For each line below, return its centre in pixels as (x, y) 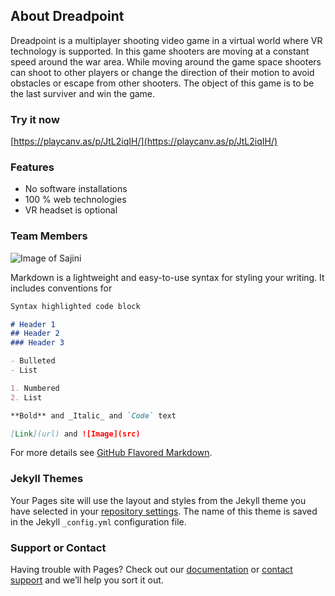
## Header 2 (35, 334)
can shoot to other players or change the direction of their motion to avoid (162, 72)
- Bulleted (33, 361)
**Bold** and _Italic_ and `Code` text (93, 415)
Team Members (49, 236)
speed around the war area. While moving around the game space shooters (166, 61)
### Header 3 (37, 343)
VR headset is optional (71, 210)
